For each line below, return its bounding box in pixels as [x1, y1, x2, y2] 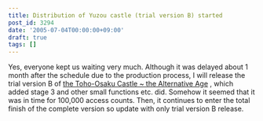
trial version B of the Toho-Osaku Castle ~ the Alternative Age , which [8, 79, 234, 89]
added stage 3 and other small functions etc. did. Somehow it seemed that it [8, 87, 255, 97]
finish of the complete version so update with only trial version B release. [8, 104, 244, 114]
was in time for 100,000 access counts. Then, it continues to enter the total [8, 96, 250, 105]
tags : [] [8, 41, 37, 49]
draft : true [8, 33, 47, 42]
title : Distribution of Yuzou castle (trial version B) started [8, 11, 223, 20]
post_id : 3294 [8, 19, 55, 27]
